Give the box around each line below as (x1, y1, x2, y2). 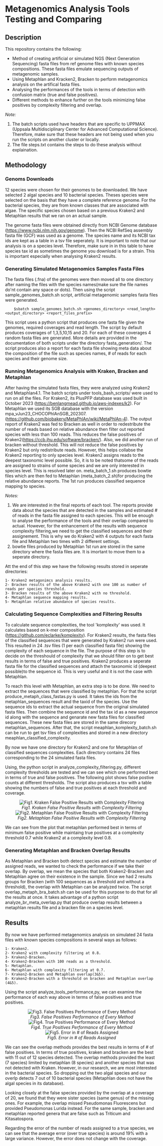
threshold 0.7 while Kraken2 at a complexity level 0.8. (5, 835, 112, 840)
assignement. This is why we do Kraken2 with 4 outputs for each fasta (12, 533, 154, 539)
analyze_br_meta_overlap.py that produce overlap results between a (5, 899, 142, 905)
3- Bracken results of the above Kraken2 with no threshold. (5, 591, 132, 596)
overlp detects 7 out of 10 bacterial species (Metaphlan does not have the (5, 1075, 153, 1081)
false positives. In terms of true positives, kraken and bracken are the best (5, 1049, 154, 1055)
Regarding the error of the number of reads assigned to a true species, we (5, 1125, 154, 1131)
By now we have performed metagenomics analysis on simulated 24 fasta (5, 932, 153, 937)
